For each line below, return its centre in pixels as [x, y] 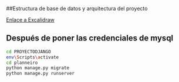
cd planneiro [22, 63]
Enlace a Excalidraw [30, 20]
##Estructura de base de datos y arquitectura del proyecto [77, 8]
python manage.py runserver [40, 74]
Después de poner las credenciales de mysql [90, 38]
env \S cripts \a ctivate [33, 57]
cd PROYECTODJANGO [28, 52]
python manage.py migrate [38, 68]
